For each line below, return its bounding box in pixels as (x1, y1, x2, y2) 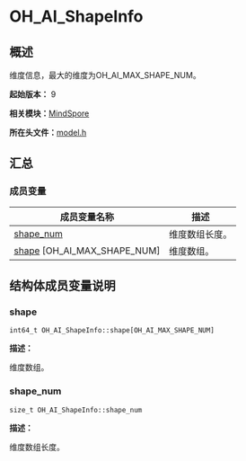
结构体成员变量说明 (9, 279, 116, 294)
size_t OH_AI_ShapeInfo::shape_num (9, 405, 143, 414)
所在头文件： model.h (9, 128, 87, 137)
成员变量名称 (59, 210, 115, 223)
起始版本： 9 (9, 89, 57, 100)
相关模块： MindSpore (9, 108, 90, 119)
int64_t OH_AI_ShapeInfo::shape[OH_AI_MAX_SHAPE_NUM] (9, 326, 215, 335)
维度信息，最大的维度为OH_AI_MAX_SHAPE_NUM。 (9, 70, 201, 80)
